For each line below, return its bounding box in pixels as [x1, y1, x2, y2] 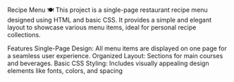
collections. [7, 31, 41, 39]
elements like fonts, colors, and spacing [7, 67, 123, 75]
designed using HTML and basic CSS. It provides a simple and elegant [7, 16, 212, 24]
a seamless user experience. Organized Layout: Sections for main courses [7, 52, 223, 60]
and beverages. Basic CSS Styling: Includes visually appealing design [7, 59, 209, 67]
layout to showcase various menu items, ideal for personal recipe [7, 23, 197, 32]
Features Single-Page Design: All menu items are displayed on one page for [7, 44, 228, 53]
